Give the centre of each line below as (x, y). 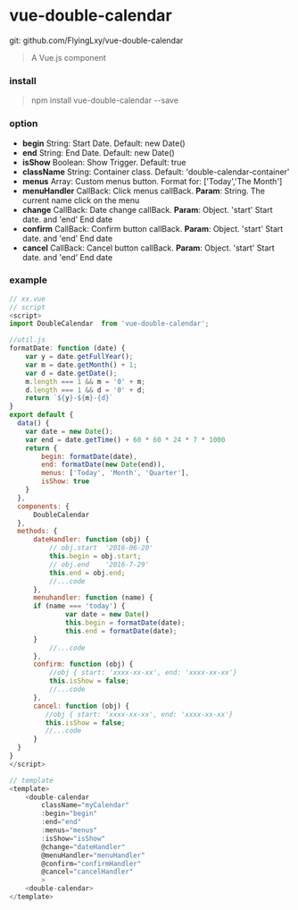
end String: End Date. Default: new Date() (99, 152)
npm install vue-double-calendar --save (104, 100)
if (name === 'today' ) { (79, 606)
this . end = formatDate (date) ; (121, 631)
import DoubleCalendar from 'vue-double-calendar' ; (109, 324)
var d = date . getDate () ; (71, 373)
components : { (43, 506)
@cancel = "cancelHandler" (87, 872)
